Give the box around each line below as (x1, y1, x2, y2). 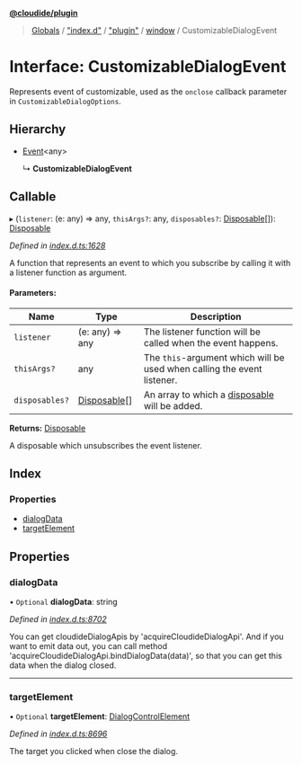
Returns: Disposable (9, 423, 86, 433)
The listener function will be (143, 325, 261, 338)
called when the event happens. (143, 336, 279, 349)
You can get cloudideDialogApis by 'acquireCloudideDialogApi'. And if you (9, 631, 285, 642)
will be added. (143, 399, 203, 412)
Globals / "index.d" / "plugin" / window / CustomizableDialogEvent (31, 25, 278, 35)
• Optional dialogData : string (9, 597, 119, 608)
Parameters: (9, 288, 57, 298)
